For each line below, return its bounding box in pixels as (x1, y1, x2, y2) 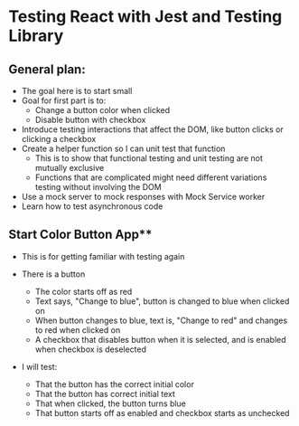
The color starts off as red (34, 286, 133, 297)
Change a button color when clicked (34, 105, 171, 115)
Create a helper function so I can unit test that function (21, 143, 226, 154)
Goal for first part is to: (21, 95, 107, 106)
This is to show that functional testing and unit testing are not (34, 153, 263, 164)
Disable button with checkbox (34, 115, 146, 125)
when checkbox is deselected (34, 344, 146, 355)
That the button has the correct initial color (34, 378, 195, 390)
